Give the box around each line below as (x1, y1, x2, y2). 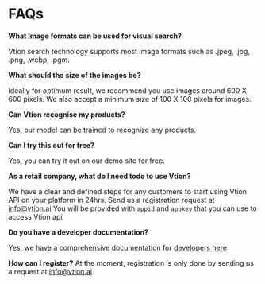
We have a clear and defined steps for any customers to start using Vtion (8, 186, 248, 196)
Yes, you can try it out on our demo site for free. (8, 156, 165, 165)
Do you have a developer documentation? (8, 228, 149, 237)
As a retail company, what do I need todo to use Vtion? (8, 171, 192, 181)
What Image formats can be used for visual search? (8, 31, 182, 41)
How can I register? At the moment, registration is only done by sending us (8, 258, 254, 267)
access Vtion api (8, 212, 63, 221)
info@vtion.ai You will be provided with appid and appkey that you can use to (8, 204, 257, 213)
